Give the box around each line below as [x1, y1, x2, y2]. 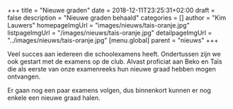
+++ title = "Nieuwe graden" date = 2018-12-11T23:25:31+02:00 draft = [7, 6, 215, 14]
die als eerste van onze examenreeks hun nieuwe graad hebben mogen [7, 65, 216, 73]
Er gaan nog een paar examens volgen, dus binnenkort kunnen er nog [7, 86, 211, 94]
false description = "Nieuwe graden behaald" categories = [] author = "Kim [7, 13, 227, 22]
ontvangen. [7, 72, 41, 81]
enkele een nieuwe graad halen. [7, 93, 101, 102]
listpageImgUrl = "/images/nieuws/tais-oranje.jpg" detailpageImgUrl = [7, 28, 212, 37]
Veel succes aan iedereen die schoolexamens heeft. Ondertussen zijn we [7, 50, 221, 58]
